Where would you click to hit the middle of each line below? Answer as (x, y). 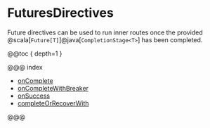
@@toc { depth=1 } (35, 53)
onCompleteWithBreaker (53, 88)
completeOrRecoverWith (53, 103)
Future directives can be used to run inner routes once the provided (105, 32)
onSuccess (34, 96)
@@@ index (25, 67)
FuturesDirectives (60, 13)
